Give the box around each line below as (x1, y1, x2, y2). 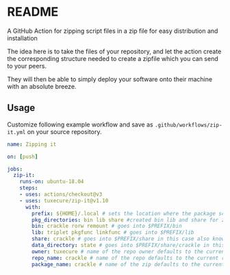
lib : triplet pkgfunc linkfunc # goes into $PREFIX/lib (31, 229, 194, 236)
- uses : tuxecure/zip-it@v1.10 (19, 197, 109, 204)
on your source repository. (27, 127, 102, 135)
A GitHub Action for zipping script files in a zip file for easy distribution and (7, 27, 218, 35)
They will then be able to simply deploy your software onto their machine (7, 75, 213, 83)
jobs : (7, 166, 23, 172)
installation (7, 34, 38, 42)
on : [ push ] (7, 153, 38, 160)
